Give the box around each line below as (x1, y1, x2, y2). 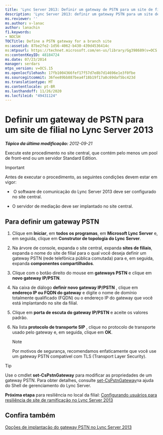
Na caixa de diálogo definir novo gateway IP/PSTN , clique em (12, 284, 138, 290)
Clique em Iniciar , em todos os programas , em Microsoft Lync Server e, (12, 230, 158, 236)
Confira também (5, 411, 56, 419)
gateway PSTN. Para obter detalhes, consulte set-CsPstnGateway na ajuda (5, 378, 154, 383)
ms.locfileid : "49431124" (5, 93, 57, 98)
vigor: (5, 179, 17, 185)
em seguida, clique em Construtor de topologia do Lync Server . (12, 236, 142, 241)
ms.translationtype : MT (5, 79, 53, 84)
